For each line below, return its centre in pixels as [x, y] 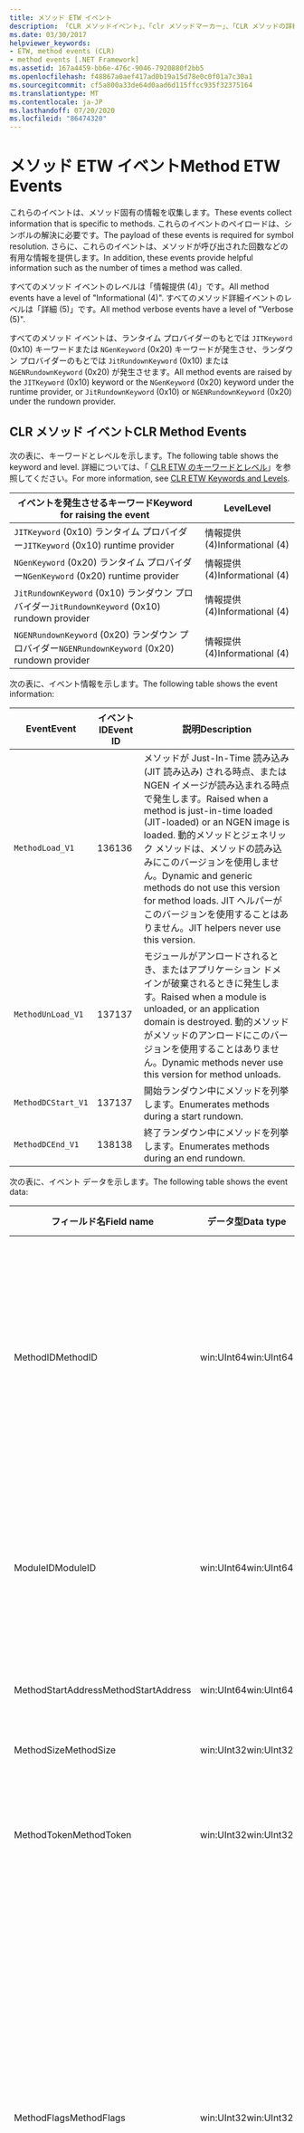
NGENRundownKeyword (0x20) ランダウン [96, 635]
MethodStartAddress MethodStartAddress [103, 1689]
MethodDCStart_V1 [51, 1102]
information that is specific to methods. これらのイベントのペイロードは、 [147, 224]
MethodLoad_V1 [44, 848]
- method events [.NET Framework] [75, 60]
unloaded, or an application [201, 1009]
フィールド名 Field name [103, 1221]
